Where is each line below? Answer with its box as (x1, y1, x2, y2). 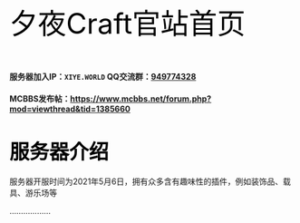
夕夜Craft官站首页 (9, 6, 247, 41)
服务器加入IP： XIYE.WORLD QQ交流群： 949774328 (9, 71, 197, 82)
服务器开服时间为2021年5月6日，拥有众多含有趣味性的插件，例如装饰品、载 (9, 176, 292, 187)
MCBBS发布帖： (9, 93, 71, 104)
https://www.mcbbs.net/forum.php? (70, 93, 212, 104)
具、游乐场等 (9, 188, 57, 199)
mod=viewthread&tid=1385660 (9, 103, 131, 114)
